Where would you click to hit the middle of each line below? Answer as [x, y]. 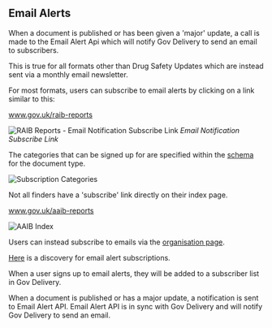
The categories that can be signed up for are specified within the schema [131, 154]
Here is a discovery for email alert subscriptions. [89, 257]
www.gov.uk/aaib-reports [51, 210]
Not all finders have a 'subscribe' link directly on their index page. [118, 195]
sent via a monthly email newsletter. [68, 74]
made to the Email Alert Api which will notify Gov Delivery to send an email [133, 41]
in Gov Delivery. [35, 282]
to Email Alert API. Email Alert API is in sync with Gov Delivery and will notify [136, 306]
